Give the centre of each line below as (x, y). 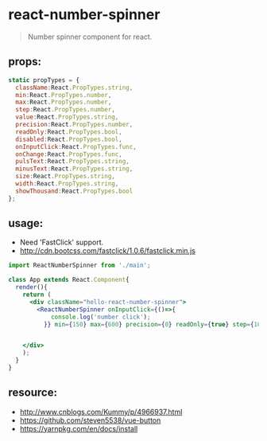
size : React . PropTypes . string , (65, 177)
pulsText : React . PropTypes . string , (72, 162)
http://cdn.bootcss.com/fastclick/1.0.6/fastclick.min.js (108, 251)
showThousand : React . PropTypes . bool (74, 191)
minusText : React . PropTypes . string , (74, 169)
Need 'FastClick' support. (62, 242)
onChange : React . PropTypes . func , (69, 154)
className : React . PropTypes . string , (74, 88)
